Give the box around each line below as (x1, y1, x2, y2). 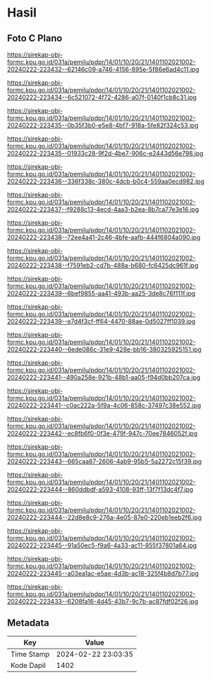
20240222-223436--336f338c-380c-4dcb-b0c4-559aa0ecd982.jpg (7, 177, 205, 185)
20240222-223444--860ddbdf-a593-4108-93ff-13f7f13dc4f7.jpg (7, 485, 194, 494)
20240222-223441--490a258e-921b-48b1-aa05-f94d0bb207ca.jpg (7, 374, 201, 381)
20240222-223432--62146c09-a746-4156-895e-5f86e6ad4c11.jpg (7, 65, 199, 73)
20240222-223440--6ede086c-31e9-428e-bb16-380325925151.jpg (7, 345, 201, 353)
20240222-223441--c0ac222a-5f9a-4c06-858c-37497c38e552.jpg (7, 401, 201, 409)
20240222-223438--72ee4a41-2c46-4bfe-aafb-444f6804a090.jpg (7, 233, 201, 241)
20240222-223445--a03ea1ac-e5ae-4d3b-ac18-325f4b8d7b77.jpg (7, 569, 199, 577)
